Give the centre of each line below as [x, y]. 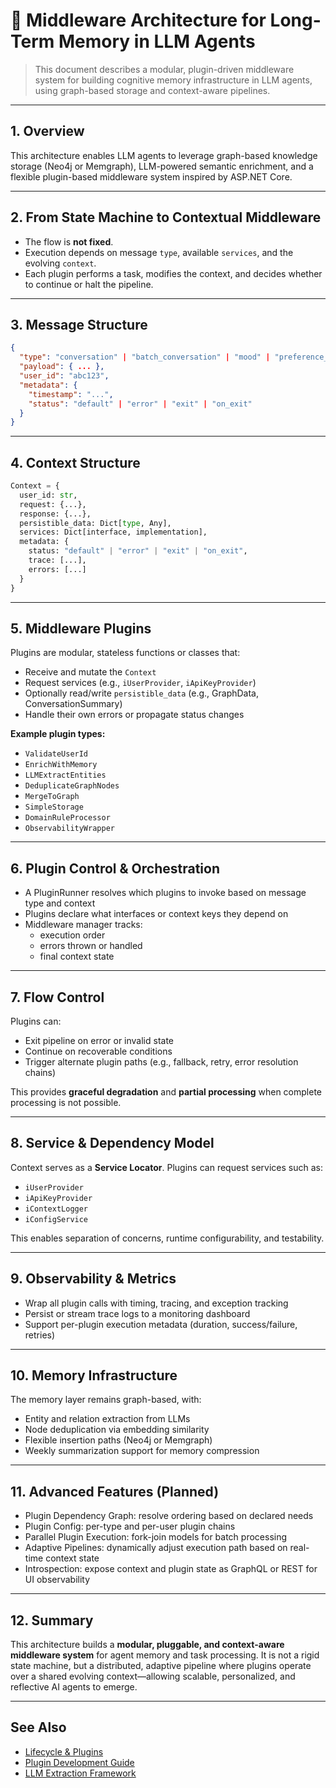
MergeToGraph [52, 797]
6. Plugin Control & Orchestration [115, 868]
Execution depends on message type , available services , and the [159, 252]
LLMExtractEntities [65, 775]
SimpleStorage [54, 807]
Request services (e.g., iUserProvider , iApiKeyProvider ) [140, 683]
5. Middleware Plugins [81, 628]
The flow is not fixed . [69, 241]
